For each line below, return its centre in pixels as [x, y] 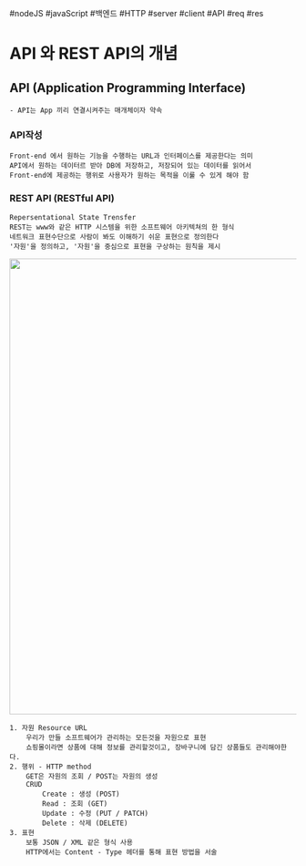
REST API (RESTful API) [62, 199]
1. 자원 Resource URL [49, 727]
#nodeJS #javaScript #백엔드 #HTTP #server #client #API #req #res [137, 13]
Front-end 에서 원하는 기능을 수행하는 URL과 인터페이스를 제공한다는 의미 [131, 156]
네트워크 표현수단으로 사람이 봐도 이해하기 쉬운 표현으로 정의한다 [114, 237]
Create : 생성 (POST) [81, 794]
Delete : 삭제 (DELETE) [86, 823]
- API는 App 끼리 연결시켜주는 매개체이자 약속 [86, 110]
